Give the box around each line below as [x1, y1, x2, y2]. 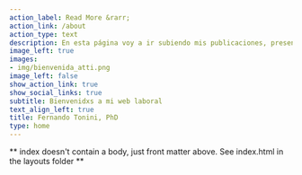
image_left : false [9, 72, 78, 81]
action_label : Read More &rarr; [9, 13, 130, 22]
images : [9, 55, 39, 64]
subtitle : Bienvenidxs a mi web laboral [9, 96, 164, 106]
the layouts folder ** [9, 156, 84, 166]
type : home [9, 122, 50, 131]
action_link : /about [9, 22, 87, 31]
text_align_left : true [9, 105, 94, 114]
